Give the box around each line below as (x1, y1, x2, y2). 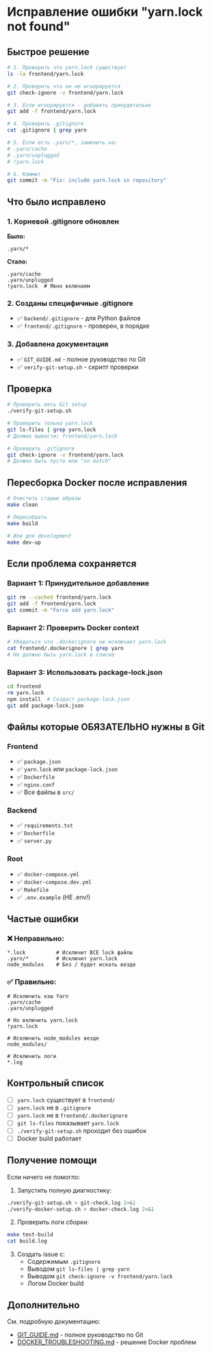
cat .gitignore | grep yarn (7, 127, 88, 134)
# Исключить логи (7, 1053, 57, 1059)
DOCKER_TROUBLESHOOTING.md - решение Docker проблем (16, 1338, 197, 1346)
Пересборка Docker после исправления (7, 477, 187, 488)
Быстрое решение (7, 46, 90, 58)
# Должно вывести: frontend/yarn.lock (7, 433, 118, 440)
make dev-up (7, 539, 41, 546)
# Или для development (7, 532, 72, 539)
